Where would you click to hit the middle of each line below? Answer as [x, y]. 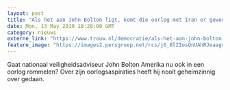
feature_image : [29, 45]
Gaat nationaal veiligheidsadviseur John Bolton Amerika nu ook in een [106, 64]
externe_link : [27, 39]
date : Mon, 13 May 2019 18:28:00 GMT [61, 26]
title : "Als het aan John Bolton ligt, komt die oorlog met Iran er [107, 20]
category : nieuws [32, 32]
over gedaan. [26, 79]
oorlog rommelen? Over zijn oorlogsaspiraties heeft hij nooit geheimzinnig [111, 72]
